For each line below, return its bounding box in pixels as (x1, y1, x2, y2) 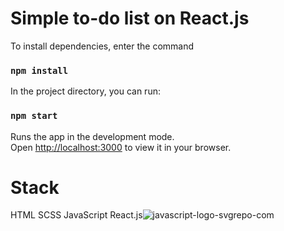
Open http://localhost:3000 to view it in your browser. (10, 141, 232, 153)
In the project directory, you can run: (10, 85, 161, 97)
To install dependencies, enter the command (10, 40, 195, 52)
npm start (10, 110, 58, 122)
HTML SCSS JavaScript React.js (10, 209, 143, 221)
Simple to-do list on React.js (10, 7, 250, 30)
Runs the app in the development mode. (10, 130, 175, 142)
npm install (10, 65, 69, 76)
